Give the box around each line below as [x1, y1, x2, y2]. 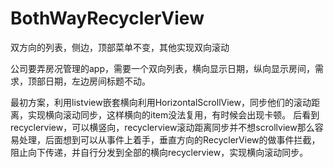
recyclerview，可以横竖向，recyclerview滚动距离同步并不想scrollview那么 [10, 121, 315, 133]
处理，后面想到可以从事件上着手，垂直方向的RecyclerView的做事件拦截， [18, 133, 321, 146]
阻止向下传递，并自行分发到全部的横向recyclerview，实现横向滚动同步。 [10, 146, 309, 158]
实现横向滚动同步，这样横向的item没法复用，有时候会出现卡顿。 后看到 [27, 108, 320, 121]
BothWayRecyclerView [10, 7, 205, 30]
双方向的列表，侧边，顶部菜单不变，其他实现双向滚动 [10, 41, 230, 53]
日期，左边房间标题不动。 [44, 75, 151, 87]
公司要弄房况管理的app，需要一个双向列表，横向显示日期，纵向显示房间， [10, 62, 316, 74]
